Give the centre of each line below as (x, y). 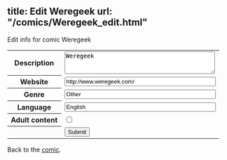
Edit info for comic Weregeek (49, 39)
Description (34, 63)
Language (34, 107)
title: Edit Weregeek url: (60, 12)
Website (34, 82)
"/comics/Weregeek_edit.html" (77, 23)
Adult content (34, 120)
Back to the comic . (34, 149)
